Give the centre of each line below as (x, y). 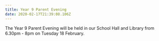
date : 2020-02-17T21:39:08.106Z (38, 14)
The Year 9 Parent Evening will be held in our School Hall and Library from (80, 28)
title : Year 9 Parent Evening (36, 10)
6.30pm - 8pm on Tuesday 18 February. (45, 33)
